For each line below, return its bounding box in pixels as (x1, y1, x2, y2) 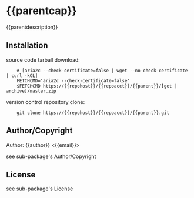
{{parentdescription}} (6, 24, 58, 31)
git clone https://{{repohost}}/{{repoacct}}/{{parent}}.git (16, 110, 169, 116)
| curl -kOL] (6, 72, 38, 79)
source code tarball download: (6, 56, 81, 63)
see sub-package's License (6, 185, 73, 192)
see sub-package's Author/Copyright (6, 153, 96, 160)
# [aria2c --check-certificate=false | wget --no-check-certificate (16, 68, 188, 73)
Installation (6, 41, 48, 51)
